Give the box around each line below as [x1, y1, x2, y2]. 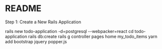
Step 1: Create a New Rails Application [5, 19, 81, 25]
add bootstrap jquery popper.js [5, 38, 67, 44]
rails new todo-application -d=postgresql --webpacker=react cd [5, 28, 134, 34]
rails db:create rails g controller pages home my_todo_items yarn [28, 33, 158, 39]
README [5, 3, 42, 14]
